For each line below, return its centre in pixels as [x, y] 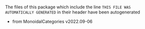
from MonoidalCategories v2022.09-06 [52, 22]
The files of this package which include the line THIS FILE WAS [68, 7]
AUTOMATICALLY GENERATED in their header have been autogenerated [73, 12]
